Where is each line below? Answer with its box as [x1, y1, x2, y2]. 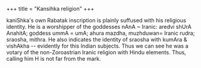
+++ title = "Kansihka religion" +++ [6, 5, 94, 12]
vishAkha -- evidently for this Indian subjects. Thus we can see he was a [6, 42, 189, 49]
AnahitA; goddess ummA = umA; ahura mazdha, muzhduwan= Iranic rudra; [6, 29, 195, 37]
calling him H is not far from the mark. [6, 55, 102, 62]
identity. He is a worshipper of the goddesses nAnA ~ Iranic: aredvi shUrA [6, 23, 192, 30]
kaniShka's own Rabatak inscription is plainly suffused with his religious [6, 17, 186, 23]
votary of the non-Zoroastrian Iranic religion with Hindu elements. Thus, [6, 49, 186, 56]
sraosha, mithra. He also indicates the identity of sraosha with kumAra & [6, 36, 188, 43]
